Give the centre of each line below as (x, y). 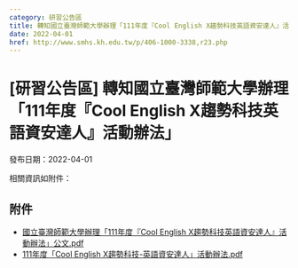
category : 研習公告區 (46, 17)
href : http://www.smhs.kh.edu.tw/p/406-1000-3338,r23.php (118, 42)
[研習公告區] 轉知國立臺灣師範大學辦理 (149, 89)
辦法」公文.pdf (57, 243)
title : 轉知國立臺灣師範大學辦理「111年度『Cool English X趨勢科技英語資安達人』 (146, 26)
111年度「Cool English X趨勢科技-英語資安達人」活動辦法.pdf (133, 254)
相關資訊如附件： (40, 178)
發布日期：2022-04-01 (51, 160)
